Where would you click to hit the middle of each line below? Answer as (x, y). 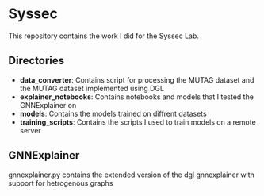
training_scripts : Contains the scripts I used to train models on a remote (138, 122)
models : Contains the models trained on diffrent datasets (113, 113)
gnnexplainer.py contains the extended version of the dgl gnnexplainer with (132, 175)
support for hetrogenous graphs (61, 183)
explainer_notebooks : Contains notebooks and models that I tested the (136, 97)
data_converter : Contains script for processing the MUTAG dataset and (137, 79)
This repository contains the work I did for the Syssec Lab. (104, 36)
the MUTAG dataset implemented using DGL (92, 88)
